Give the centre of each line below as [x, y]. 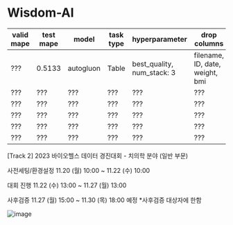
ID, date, [207, 64]
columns [209, 43]
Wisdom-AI [41, 13]
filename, [209, 55]
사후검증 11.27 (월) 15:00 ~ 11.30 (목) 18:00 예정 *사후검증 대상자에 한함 [105, 200]
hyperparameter [159, 39]
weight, [206, 72]
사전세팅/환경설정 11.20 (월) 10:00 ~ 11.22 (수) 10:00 [79, 170]
